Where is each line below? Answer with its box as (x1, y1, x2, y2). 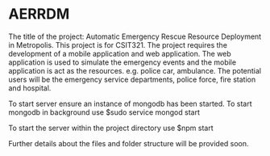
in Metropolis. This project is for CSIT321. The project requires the (8, 40, 228, 49)
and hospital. (8, 82, 52, 93)
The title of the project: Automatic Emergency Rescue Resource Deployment (8, 32, 262, 41)
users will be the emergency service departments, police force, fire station (8, 74, 256, 84)
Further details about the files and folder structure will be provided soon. (8, 138, 249, 148)
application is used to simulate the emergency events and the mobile (8, 57, 236, 67)
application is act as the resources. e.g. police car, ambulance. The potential (8, 65, 262, 75)
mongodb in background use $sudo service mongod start (8, 107, 200, 117)
